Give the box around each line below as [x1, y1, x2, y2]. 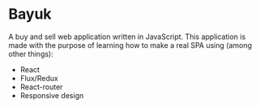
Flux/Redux [19, 73, 58, 83]
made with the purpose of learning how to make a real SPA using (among [8, 40, 253, 50]
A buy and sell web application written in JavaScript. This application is [8, 32, 246, 41]
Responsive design [19, 90, 84, 100]
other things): [8, 49, 54, 58]
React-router [19, 82, 63, 92]
